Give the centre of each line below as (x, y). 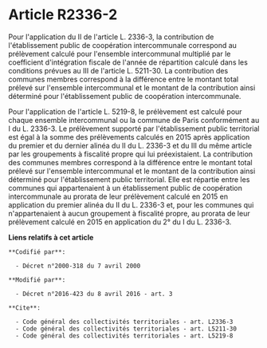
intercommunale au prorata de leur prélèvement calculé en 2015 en (118, 196)
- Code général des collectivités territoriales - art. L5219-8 (124, 336)
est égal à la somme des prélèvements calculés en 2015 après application (129, 136)
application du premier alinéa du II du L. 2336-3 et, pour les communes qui (131, 204)
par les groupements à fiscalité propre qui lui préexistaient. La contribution (131, 154)
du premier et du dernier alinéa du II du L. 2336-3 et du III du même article (130, 145)
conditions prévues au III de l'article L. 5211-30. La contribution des (118, 70)
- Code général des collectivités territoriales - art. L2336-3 (124, 322)
